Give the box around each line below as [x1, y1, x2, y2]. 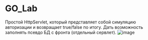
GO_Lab [5, 3, 38, 14]
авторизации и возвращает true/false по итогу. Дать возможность [5, 24, 143, 30]
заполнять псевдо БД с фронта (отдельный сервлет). [5, 29, 116, 35]
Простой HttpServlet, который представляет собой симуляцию [5, 19, 136, 25]
